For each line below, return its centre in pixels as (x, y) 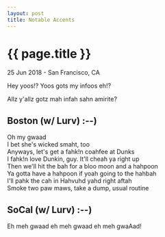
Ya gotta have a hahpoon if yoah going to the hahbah (82, 174)
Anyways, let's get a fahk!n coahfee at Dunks (71, 152)
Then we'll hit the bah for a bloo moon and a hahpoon (83, 166)
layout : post (26, 13)
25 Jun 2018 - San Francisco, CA (54, 73)
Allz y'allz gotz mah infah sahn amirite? (62, 99)
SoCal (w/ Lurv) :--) (50, 210)
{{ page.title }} (49, 54)
